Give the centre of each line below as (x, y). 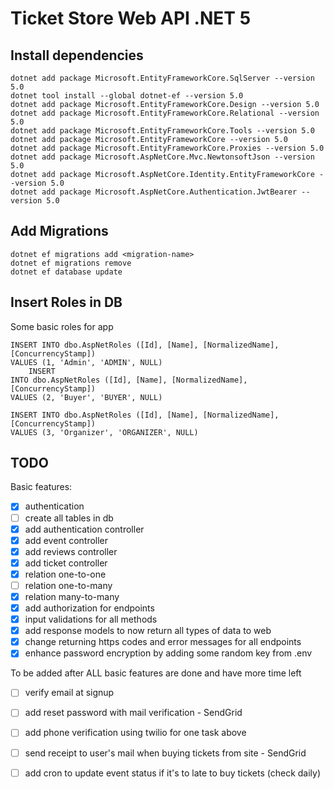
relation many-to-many (72, 596)
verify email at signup (69, 693)
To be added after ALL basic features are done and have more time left (156, 673)
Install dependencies (77, 55)
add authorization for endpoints (89, 608)
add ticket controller (66, 563)
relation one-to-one (65, 574)
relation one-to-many (68, 585)
